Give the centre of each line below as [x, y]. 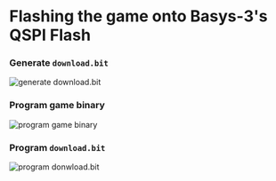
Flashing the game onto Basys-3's [138, 16]
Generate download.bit [59, 63]
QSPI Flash [50, 35]
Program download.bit [57, 147]
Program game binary [57, 106]
